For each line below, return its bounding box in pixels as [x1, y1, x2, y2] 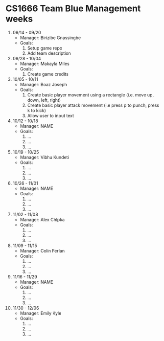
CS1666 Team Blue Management [5, 3, 141, 14]
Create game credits [27, 71, 69, 77]
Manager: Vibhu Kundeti [20, 154, 69, 160]
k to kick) [27, 107, 46, 113]
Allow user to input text [27, 113, 74, 118]
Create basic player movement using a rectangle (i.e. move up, [27, 91, 154, 98]
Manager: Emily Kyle [20, 310, 62, 316]
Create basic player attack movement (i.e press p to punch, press [27, 102, 160, 108]
